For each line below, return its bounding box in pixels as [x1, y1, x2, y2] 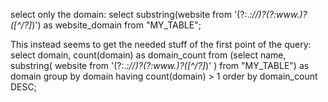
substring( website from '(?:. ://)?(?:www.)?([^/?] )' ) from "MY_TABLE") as [10, 60, 310, 71]
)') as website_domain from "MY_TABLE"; [31, 19, 202, 31]
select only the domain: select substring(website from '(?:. [10, 9, 250, 20]
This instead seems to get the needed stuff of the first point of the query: [10, 39, 312, 50]
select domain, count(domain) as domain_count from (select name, [10, 49, 287, 61]
